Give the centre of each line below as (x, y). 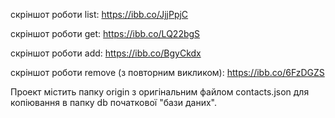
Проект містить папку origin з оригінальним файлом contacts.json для (160, 92)
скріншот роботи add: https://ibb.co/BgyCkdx (106, 53)
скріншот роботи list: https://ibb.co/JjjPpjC (99, 14)
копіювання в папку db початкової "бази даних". (113, 102)
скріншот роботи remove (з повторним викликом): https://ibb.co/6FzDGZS (167, 72)
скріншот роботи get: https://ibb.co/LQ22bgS (105, 33)
